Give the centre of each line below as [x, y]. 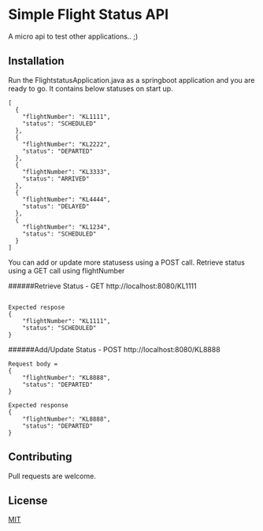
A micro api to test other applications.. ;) [73, 36]
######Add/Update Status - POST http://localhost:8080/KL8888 [114, 349]
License [28, 501]
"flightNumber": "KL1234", [67, 227]
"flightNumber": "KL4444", [67, 199]
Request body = [33, 364]
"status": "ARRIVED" [56, 179]
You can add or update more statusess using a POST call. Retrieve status [127, 262]
